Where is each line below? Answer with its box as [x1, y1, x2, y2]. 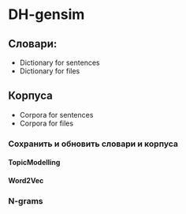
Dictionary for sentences [19, 58, 100, 67]
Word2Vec [8, 175, 44, 185]
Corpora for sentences [19, 110, 94, 119]
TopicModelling [8, 158, 61, 167]
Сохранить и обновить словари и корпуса [8, 138, 179, 149]
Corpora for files [19, 118, 73, 128]
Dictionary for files [19, 66, 80, 76]
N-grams [8, 195, 43, 206]
